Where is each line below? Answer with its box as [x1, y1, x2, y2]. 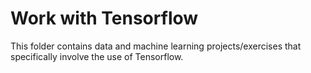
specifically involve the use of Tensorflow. [10, 50, 184, 62]
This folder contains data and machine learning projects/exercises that [10, 40, 302, 52]
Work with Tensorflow [10, 7, 199, 30]
